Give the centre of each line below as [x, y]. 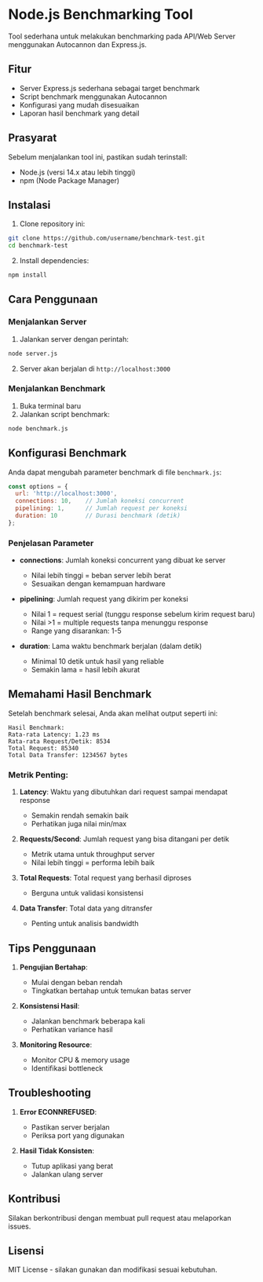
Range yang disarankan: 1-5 [76, 631]
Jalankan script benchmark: [64, 414]
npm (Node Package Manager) [69, 180]
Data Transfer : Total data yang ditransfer [86, 908]
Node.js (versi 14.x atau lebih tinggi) [77, 172]
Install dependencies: [54, 261]
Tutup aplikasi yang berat [72, 1166]
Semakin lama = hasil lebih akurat [86, 670]
